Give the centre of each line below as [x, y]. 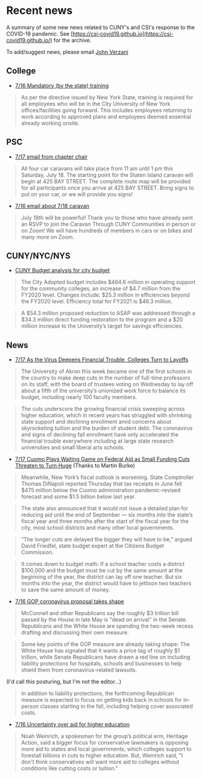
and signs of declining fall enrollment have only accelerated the [100, 435]
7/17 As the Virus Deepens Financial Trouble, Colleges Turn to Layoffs [102, 360]
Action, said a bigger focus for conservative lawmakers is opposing [105, 743]
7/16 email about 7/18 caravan [52, 206]
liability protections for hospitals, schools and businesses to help [101, 664]
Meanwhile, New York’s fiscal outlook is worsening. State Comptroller [107, 477]
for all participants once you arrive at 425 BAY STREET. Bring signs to [107, 188]
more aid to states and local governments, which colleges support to [106, 749]
